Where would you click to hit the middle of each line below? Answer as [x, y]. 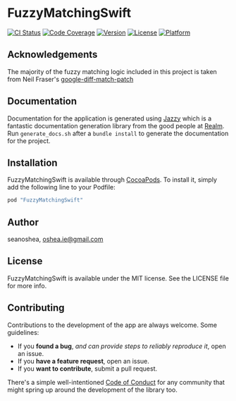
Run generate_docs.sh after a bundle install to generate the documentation [118, 133]
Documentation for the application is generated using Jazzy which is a [110, 118]
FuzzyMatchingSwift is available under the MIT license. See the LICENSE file [118, 278]
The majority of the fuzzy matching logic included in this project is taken [112, 71]
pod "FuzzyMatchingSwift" [45, 200]
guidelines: [23, 332]
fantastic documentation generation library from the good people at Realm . [116, 125]
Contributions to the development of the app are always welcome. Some [112, 325]
